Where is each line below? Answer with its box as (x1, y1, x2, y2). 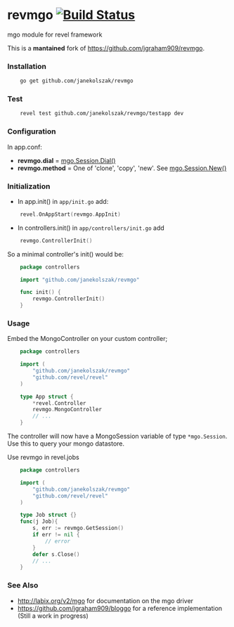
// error (44, 538, 71, 545)
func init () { (20, 289, 61, 296)
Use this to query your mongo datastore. (7, 439, 125, 448)
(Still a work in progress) (17, 612, 89, 620)
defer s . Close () (32, 550, 80, 558)
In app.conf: (7, 143, 42, 151)
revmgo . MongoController (32, 406, 102, 413)
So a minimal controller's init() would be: (7, 250, 124, 258)
